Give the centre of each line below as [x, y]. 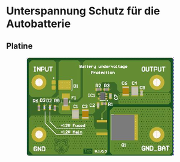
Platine [19, 46]
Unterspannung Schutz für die [83, 11]
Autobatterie [39, 24]
